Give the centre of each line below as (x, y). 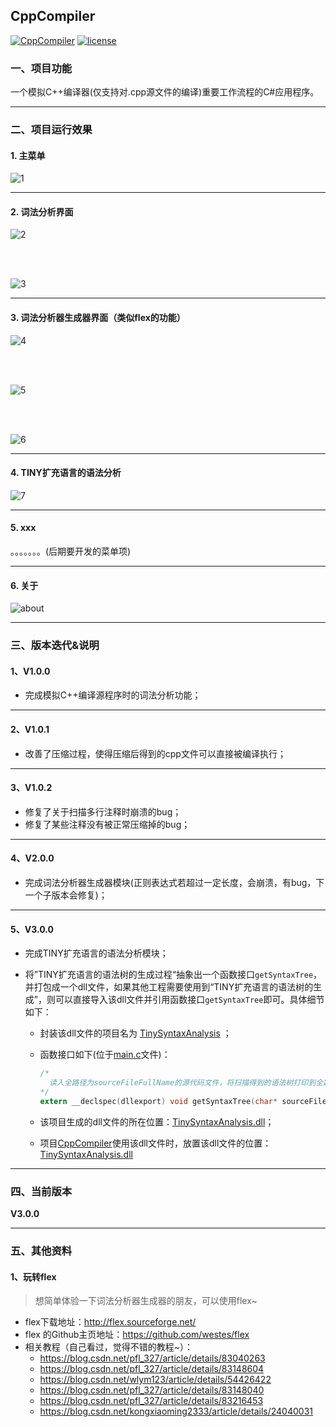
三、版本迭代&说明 (55, 646)
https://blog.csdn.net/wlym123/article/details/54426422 (155, 1380)
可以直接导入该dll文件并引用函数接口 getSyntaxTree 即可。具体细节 (189, 1000)
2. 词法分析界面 (42, 211)
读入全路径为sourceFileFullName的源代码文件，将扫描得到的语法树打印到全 (185, 1083)
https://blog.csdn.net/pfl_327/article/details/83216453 (151, 1401)
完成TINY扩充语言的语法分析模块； (96, 953)
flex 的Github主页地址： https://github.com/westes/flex (137, 1335)
